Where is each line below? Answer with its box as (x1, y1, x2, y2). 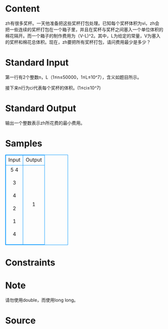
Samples (5, 138, 43, 149)
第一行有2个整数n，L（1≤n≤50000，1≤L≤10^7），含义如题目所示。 (5, 74, 142, 80)
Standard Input (5, 57, 69, 68)
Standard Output (5, 103, 76, 114)
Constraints (5, 257, 56, 268)
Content (5, 3, 40, 15)
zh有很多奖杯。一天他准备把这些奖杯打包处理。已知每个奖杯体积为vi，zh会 (5, 20, 159, 26)
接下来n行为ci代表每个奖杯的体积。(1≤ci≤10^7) (5, 85, 101, 91)
